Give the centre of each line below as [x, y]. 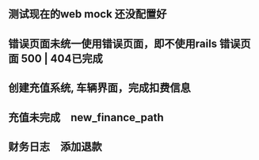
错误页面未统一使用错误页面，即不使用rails [113, 43]
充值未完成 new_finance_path [86, 117]
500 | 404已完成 [62, 58]
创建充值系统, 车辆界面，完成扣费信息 [100, 88]
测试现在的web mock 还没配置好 [88, 14]
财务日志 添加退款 [55, 146]
